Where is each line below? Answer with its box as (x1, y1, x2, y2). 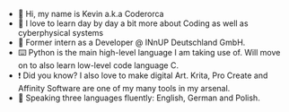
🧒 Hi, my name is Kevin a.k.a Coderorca (17, 9, 164, 19)
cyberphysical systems (17, 28, 104, 38)
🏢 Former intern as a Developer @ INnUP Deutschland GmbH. (17, 37, 246, 47)
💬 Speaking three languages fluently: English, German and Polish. (17, 92, 260, 103)
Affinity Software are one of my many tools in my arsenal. (17, 83, 231, 93)
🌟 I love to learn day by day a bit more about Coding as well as (17, 18, 249, 29)
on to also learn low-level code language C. (17, 60, 180, 71)
